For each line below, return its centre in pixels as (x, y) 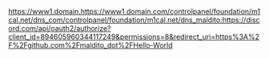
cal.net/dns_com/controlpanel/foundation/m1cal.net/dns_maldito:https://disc (134, 20)
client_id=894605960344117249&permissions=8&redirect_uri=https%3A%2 (134, 37)
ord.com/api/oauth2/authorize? (60, 28)
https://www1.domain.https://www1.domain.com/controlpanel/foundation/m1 (134, 12)
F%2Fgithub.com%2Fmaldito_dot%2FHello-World (90, 45)
